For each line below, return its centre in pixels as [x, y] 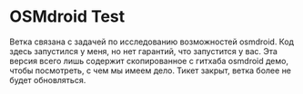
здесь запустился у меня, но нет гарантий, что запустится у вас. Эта [143, 51]
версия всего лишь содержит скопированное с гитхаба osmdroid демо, [149, 61]
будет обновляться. [48, 80]
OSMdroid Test [67, 17]
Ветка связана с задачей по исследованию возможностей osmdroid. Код [151, 42]
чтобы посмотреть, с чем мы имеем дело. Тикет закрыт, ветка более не [151, 70]
